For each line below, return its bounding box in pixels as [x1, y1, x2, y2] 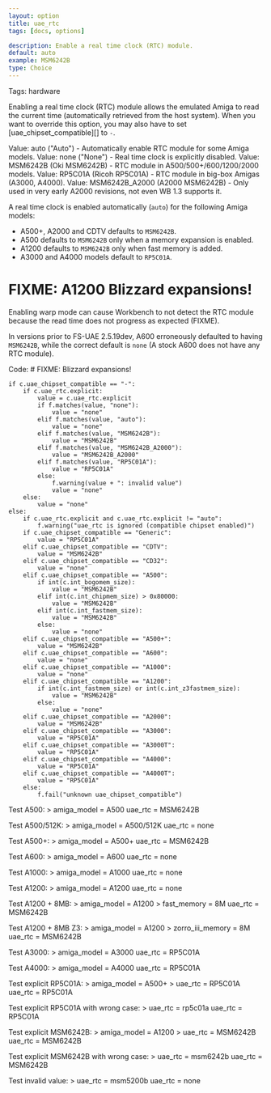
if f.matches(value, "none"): [37, 401, 139, 409]
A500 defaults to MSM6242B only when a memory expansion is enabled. [19, 235, 254, 244]
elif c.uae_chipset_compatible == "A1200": [23, 677, 172, 685]
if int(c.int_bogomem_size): [37, 578, 136, 587]
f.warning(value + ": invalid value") [51, 479, 183, 487]
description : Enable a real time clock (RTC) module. [8, 41, 194, 49]
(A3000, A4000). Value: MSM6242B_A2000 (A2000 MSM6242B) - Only [8, 177, 249, 187]
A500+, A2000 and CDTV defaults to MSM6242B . [19, 226, 176, 235]
